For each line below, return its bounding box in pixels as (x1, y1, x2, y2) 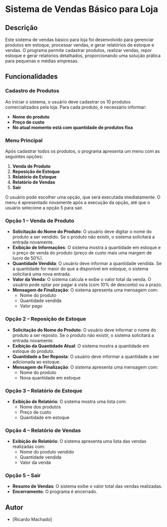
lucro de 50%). (12, 255, 43, 261)
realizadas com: (12, 443, 45, 449)
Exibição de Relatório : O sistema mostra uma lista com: (12, 398, 127, 404)
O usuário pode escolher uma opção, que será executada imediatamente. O (5, 194, 161, 200)
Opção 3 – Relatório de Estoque (5, 387, 82, 394)
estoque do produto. (12, 348, 55, 354)
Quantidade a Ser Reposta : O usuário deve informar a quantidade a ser (12, 353, 160, 359)
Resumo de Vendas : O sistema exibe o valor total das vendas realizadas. (12, 483, 163, 489)
